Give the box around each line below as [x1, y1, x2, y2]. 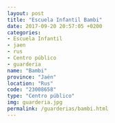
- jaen [7, 42, 26, 49]
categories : [7, 29, 41, 36]
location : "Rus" [7, 80, 53, 87]
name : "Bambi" [7, 67, 48, 74]
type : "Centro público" [7, 93, 75, 100]
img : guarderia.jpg [7, 99, 63, 106]
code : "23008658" [7, 86, 57, 93]
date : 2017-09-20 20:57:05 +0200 [7, 23, 103, 29]
